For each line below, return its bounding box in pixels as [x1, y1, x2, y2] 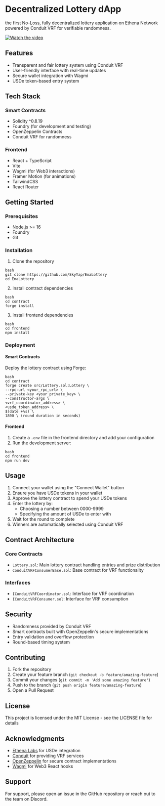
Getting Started [5, 198, 54, 207]
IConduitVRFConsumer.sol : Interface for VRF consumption [12, 595, 128, 601]
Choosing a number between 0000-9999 [19, 506, 104, 511]
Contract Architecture [5, 536, 75, 544]
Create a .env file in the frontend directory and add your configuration [12, 435, 155, 441]
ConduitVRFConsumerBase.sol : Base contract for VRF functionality [12, 567, 144, 573]
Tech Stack [5, 92, 41, 101]
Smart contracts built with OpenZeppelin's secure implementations [12, 629, 149, 635]
